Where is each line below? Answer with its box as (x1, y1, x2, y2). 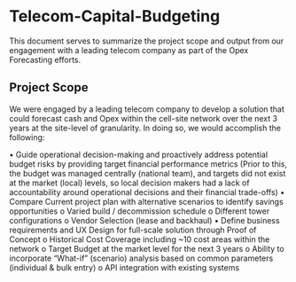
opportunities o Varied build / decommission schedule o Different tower (9, 206, 270, 216)
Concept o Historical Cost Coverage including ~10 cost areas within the (9, 233, 270, 245)
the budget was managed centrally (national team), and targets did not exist (9, 168, 286, 178)
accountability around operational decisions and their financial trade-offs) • (9, 186, 285, 197)
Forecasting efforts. (9, 54, 82, 65)
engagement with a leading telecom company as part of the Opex (9, 44, 249, 55)
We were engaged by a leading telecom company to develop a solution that (9, 104, 285, 114)
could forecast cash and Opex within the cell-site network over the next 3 (9, 113, 277, 123)
